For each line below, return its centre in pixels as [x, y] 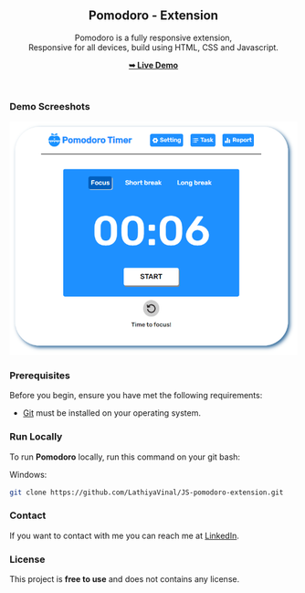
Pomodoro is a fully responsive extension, [153, 37]
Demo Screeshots [50, 106]
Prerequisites [40, 376]
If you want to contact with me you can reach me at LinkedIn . [124, 535]
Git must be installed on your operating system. [111, 413]
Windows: [28, 474]
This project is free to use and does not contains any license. [125, 579]
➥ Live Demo [153, 65]
